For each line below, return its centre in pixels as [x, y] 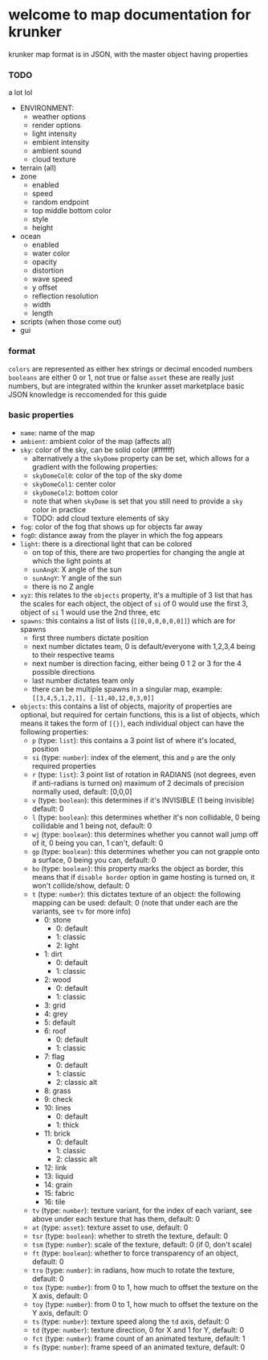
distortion [48, 270]
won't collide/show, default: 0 [81, 885]
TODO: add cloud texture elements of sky [101, 518]
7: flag [54, 1056]
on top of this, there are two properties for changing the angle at [138, 552]
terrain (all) [38, 168]
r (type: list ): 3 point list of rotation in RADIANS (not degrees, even [144, 775]
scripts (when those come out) [71, 322]
